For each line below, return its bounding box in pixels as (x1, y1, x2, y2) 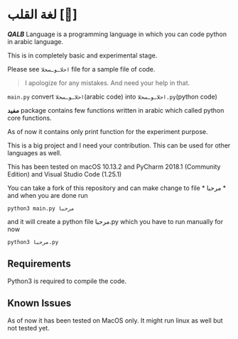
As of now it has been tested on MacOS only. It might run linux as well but (7, 316, 223, 325)
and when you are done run (7, 191, 89, 199)
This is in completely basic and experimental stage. (7, 51, 158, 60)
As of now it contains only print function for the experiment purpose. (7, 127, 208, 135)
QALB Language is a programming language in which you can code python (7, 30, 227, 38)
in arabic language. (7, 37, 64, 45)
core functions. (7, 113, 52, 122)
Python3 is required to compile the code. (7, 277, 126, 285)
